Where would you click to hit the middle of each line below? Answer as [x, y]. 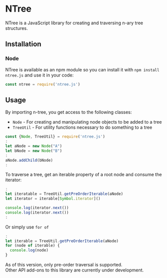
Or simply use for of [27, 227]
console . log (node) [29, 250]
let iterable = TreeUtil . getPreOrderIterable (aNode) [62, 241]
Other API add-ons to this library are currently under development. [75, 270]
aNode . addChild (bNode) [29, 160]
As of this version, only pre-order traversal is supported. [64, 265]
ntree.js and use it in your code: [39, 75]
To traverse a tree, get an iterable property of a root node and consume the [83, 175]
